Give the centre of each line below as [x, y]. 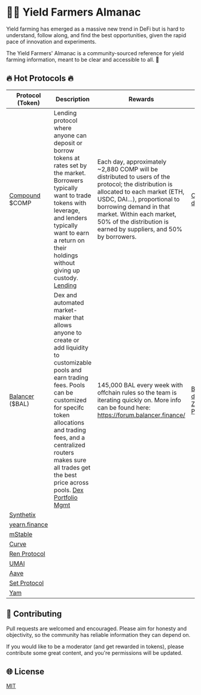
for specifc [69, 407]
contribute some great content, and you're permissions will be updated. [94, 652]
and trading [70, 430]
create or [66, 340]
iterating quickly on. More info [139, 400]
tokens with [70, 203]
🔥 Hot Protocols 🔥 [40, 78]
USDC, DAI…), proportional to [138, 199]
